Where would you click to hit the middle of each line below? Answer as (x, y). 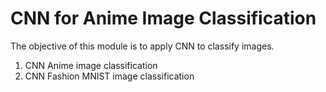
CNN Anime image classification (91, 65)
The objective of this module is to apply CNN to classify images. (142, 46)
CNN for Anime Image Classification (163, 18)
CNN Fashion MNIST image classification (109, 76)
